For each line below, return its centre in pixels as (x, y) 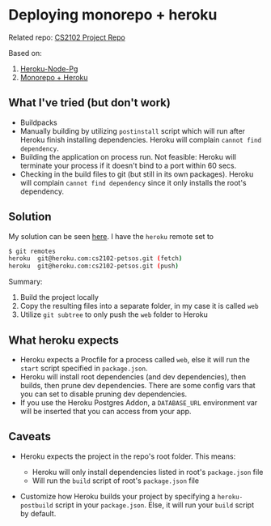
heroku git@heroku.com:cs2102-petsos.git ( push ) (94, 266)
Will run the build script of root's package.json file (116, 481)
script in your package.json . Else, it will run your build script (155, 505)
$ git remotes (32, 251)
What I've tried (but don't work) (90, 103)
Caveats (30, 436)
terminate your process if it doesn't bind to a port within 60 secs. (128, 165)
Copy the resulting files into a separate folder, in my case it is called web (139, 306)
